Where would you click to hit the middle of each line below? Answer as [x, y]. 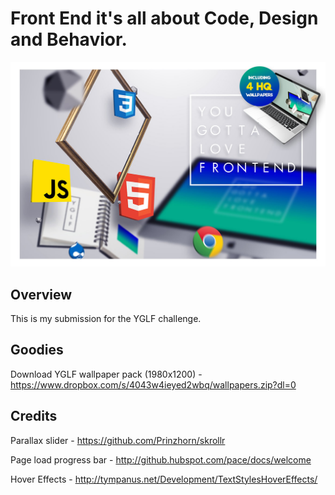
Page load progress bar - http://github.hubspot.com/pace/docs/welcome [161, 459]
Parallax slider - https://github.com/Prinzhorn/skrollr [118, 440]
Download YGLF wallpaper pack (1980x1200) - [106, 374]
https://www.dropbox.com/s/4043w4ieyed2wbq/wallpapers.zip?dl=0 [153, 384]
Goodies [37, 350]
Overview [41, 294]
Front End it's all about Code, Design [164, 18]
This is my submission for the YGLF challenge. [106, 319]
